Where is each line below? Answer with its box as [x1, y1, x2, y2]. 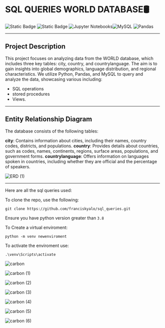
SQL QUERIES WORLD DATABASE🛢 [5, 4, 150, 15]
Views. [12, 96, 26, 102]
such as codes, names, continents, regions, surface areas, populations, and [5, 148, 159, 154]
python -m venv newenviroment [5, 234, 67, 239]
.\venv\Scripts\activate [5, 252, 56, 257]
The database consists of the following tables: [5, 128, 99, 134]
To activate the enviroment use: [5, 243, 69, 248]
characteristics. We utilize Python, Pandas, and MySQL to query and [5, 71, 143, 77]
